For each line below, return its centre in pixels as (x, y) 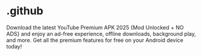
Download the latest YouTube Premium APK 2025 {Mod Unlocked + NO (95, 27)
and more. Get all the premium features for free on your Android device (95, 40)
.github (25, 11)
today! (14, 46)
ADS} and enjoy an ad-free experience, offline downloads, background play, (101, 33)
